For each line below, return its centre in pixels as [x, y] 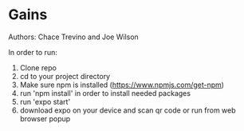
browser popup [45, 118]
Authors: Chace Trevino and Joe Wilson [74, 37]
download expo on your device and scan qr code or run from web [128, 110]
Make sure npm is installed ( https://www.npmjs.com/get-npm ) [122, 85]
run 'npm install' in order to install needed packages [105, 93]
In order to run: [33, 52]
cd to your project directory [65, 76]
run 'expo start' [45, 101]
